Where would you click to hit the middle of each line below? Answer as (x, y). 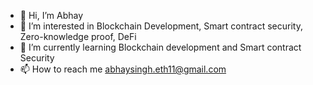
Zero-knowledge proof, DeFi (78, 36)
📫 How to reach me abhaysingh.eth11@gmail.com (123, 69)
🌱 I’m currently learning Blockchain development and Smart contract (160, 47)
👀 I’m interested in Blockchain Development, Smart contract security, (161, 26)
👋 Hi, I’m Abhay (51, 15)
